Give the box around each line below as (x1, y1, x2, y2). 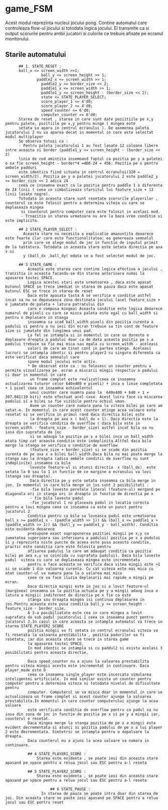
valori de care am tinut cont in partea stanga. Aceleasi (27, 346, 151, 351)
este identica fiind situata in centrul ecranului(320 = (18, 169, 140, 174)
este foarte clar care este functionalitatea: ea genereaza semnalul (5, 235, 154, 241)
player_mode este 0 (5, 667, 46, 672)
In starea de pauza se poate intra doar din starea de (41, 791, 158, 796)
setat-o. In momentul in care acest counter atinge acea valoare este (5, 408, 156, 413)
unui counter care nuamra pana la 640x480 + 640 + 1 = (30, 390, 149, 395)
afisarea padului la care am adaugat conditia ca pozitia (27, 549, 151, 554)
